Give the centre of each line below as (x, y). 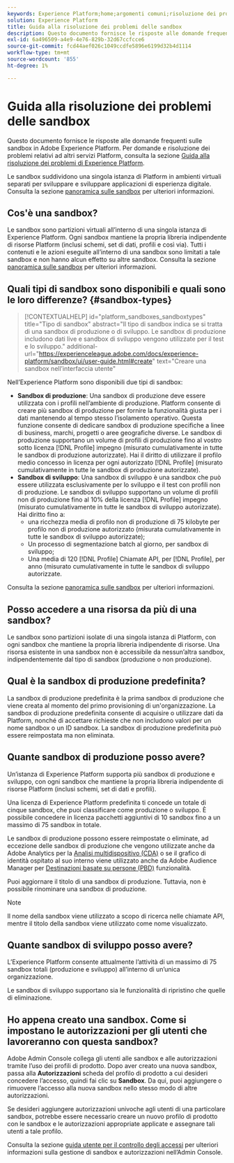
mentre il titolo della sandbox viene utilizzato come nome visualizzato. (107, 923)
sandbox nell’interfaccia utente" (70, 369)
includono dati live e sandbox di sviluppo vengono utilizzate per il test (124, 339)
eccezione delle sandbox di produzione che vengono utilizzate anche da (111, 845)
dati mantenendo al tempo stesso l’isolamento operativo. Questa (109, 418)
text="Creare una (181, 361)
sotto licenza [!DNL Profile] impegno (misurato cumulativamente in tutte (120, 448)
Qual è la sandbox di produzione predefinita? (107, 681)
